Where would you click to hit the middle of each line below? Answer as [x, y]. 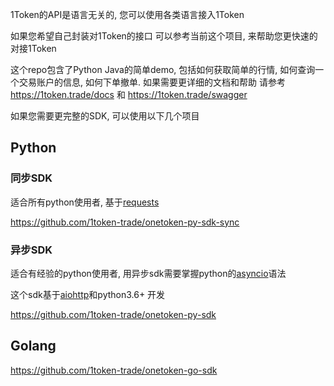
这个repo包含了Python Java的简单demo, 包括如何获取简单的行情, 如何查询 [163, 69]
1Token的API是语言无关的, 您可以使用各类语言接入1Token [127, 14]
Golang [33, 346]
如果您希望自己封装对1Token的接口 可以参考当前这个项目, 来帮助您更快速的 [164, 36]
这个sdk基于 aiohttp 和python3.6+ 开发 [88, 294]
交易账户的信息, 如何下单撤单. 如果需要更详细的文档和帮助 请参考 [152, 82]
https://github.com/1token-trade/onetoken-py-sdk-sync [125, 222]
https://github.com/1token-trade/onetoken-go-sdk [114, 370]
